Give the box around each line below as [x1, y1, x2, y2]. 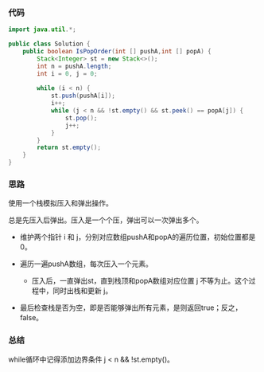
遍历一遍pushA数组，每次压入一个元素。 [19, 259, 153, 268]
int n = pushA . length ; [37, 62, 112, 70]
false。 [19, 313, 44, 323]
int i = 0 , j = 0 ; [37, 69, 98, 77]
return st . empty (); [37, 143, 102, 152]
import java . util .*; [8, 25, 77, 33]
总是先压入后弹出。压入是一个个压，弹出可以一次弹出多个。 [8, 215, 204, 225]
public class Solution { [8, 40, 91, 49]
